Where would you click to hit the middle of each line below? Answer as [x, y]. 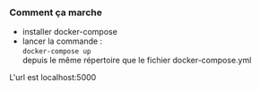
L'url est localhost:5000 [53, 78]
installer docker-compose [70, 32]
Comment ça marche [56, 12]
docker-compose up [56, 52]
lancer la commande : [62, 41]
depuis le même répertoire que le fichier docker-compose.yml [137, 61]
